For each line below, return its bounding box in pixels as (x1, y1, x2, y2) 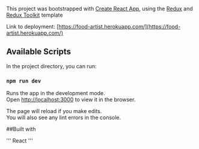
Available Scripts (6, 47, 71, 57)
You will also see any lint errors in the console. (6, 114, 121, 121)
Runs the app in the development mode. (6, 90, 105, 97)
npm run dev (6, 77, 41, 84)
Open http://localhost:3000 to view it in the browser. (6, 96, 136, 104)
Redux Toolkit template (6, 11, 63, 19)
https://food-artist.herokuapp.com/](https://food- (58, 23, 181, 30)
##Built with (6, 126, 36, 133)
